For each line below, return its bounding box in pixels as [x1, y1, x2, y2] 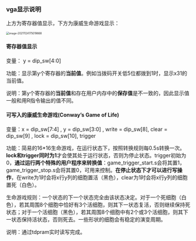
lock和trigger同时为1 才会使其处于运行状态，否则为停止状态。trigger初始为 [6, 151, 187, 159]
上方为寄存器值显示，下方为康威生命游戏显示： [6, 19, 119, 27]
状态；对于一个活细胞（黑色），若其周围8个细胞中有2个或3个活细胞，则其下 [6, 208, 188, 216]
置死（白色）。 [6, 181, 40, 188]
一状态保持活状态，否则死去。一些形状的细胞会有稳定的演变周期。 [6, 216, 166, 223]
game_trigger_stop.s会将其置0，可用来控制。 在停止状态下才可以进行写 [6, 166, 178, 173]
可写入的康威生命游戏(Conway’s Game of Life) [6, 111, 119, 118]
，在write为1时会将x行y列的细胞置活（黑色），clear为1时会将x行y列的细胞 [11, 174, 188, 181]
